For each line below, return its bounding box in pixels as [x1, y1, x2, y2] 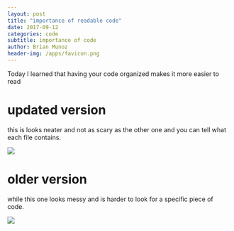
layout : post [7, 10, 46, 18]
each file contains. [7, 133, 62, 141]
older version [7, 171, 87, 187]
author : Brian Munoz [7, 43, 69, 50]
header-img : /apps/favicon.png [7, 50, 100, 58]
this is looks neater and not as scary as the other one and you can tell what [7, 125, 227, 134]
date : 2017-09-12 [7, 23, 59, 31]
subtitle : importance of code [7, 37, 97, 44]
